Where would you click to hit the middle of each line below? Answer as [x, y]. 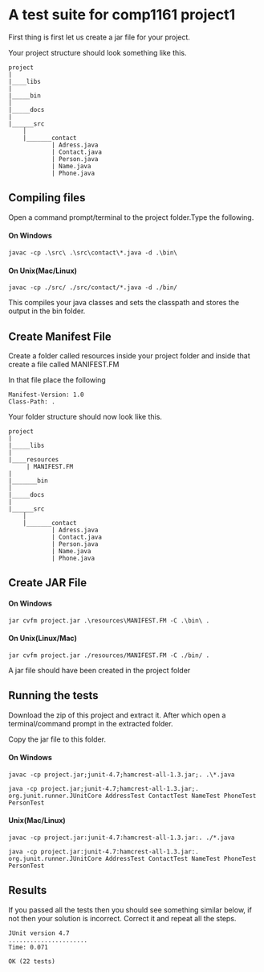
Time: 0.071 [28, 947]
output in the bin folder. [47, 311]
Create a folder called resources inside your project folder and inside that [129, 355]
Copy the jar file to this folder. [57, 739]
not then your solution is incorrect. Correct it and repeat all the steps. [122, 918]
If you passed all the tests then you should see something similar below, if [130, 910]
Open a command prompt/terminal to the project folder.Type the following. [131, 217]
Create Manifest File [60, 336]
